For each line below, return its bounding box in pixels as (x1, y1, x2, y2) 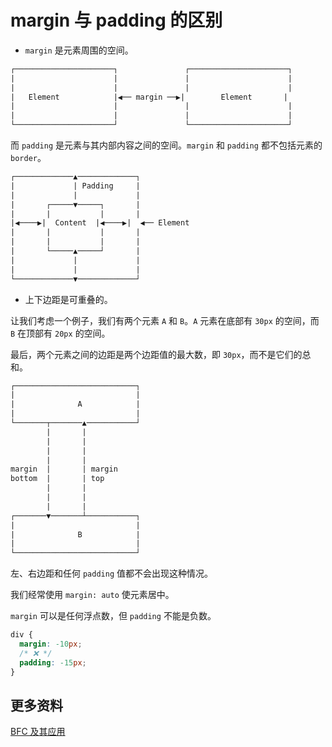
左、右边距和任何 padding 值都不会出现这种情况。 (10, 567, 213, 580)
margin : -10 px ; (19, 639, 83, 650)
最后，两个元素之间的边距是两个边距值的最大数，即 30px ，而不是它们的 (10, 348, 303, 360)
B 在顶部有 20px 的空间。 (10, 327, 111, 339)
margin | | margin (10, 464, 118, 475)
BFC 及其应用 (10, 726, 66, 738)
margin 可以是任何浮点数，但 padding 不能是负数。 (10, 610, 217, 622)
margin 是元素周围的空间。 (24, 44, 134, 56)
